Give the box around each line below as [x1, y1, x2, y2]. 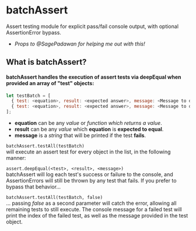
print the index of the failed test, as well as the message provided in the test [6, 212, 188, 219]
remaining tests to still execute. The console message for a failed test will [6, 206, 182, 213]
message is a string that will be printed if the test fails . [14, 132, 146, 139]
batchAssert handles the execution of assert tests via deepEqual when [6, 73, 182, 80]
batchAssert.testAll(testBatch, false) [6, 195, 103, 201]
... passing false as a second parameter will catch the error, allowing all [6, 199, 177, 207]
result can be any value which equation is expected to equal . [14, 126, 164, 133]
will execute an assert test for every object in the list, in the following [6, 148, 171, 155]
